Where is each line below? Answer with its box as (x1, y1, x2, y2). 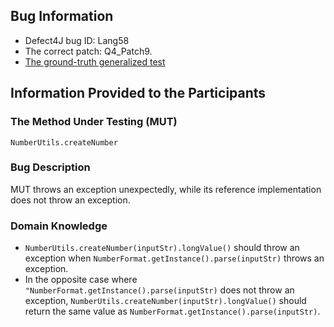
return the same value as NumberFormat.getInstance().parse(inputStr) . (24, 305, 321, 318)
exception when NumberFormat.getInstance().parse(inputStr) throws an (24, 252, 325, 264)
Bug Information (10, 8, 114, 25)
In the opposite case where (24, 274, 138, 286)
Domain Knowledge (10, 219, 108, 233)
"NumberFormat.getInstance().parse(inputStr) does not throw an (24, 284, 295, 296)
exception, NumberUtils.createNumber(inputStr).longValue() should (24, 295, 307, 307)
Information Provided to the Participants (10, 85, 267, 102)
